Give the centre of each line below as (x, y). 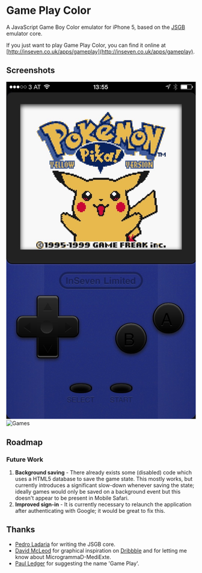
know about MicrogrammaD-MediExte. (63, 557)
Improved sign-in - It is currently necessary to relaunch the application (103, 504)
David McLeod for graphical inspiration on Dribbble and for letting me (101, 550)
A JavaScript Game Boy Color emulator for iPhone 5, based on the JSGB (96, 27)
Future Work (25, 459)
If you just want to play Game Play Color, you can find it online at (86, 45)
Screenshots (31, 71)
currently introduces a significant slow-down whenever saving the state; (105, 485)
